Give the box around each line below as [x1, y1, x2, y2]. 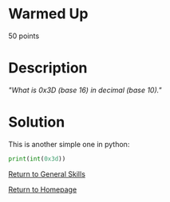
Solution [8, 113, 65, 131]
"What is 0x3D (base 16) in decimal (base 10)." [8, 85, 162, 95]
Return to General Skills [8, 169, 86, 179]
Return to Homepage [8, 185, 77, 194]
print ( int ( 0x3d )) [8, 154, 66, 163]
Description [8, 59, 88, 77]
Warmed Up [8, 5, 89, 23]
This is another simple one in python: [8, 139, 130, 149]
